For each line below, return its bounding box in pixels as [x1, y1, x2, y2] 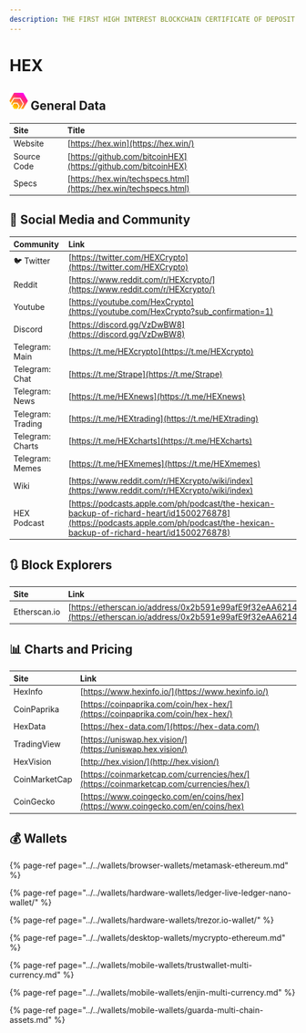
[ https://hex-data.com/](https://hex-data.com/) [80, 721, 260, 732]
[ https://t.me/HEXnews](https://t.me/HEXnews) [67, 390, 246, 401]
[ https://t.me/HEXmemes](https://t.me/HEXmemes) [67, 458, 261, 469]
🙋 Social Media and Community [9, 212, 191, 227]
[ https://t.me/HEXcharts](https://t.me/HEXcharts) [67, 436, 253, 447]
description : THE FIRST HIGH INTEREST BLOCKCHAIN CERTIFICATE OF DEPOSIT [9, 15, 296, 24]
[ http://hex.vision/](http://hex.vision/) [80, 756, 220, 767]
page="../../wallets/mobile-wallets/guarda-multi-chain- [57, 1004, 264, 1016]
